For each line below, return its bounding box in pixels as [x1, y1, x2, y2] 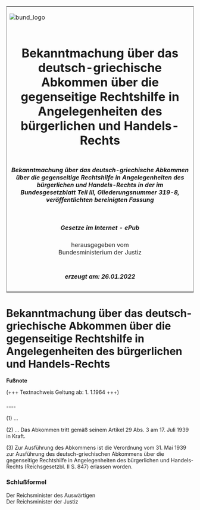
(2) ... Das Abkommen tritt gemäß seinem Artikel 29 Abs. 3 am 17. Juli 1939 [6, 426, 189, 434]
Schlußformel [6, 478, 46, 486]
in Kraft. [6, 433, 26, 440]
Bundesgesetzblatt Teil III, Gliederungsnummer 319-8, [20, 188, 180, 196]
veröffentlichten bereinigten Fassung [46, 195, 154, 204]
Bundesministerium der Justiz [58, 248, 142, 257]
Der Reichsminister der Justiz [6, 497, 79, 505]
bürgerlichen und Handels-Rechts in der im [36, 181, 164, 189]
